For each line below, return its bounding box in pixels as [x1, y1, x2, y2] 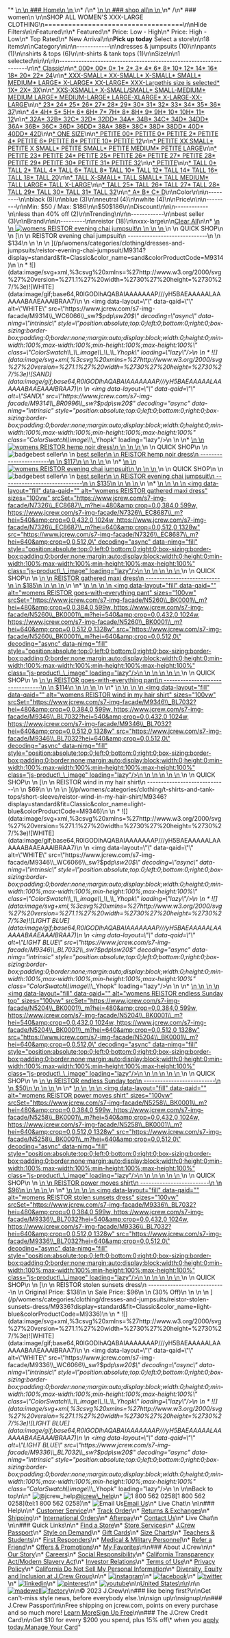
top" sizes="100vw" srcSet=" [8, 997, 91, 1004]
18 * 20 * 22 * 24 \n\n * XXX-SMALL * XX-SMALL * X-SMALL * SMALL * [8, 71, 201, 80]
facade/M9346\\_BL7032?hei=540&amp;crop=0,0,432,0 [8, 712, 168, 721]
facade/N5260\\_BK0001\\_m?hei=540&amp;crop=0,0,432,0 [8, 610, 179, 618]
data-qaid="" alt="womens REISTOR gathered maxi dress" [42, 487, 208, 494]
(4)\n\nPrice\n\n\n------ [155, 195, 223, 203]
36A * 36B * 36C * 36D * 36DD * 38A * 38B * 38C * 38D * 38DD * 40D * [8, 123, 204, 130]
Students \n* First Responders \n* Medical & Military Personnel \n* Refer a [8, 1536, 212, 1543]
